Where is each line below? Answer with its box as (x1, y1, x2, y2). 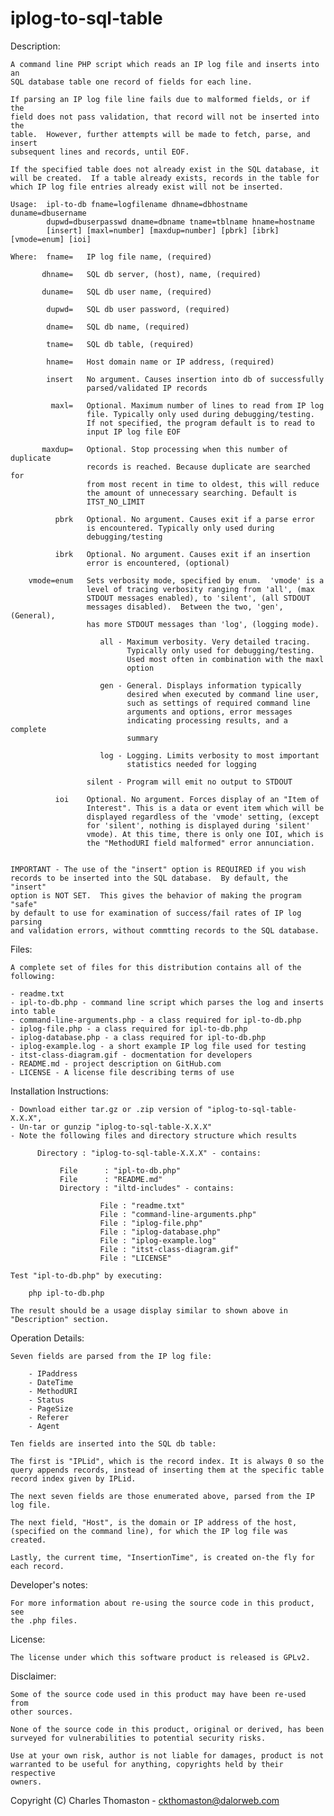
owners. (10, 1777, 43, 1787)
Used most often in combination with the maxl (126, 654, 325, 664)
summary (126, 733, 159, 743)
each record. (10, 1561, 65, 1571)
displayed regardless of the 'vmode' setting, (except (86, 812, 320, 822)
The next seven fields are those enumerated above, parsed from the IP (10, 1491, 315, 1501)
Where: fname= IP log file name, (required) (10, 252, 213, 262)
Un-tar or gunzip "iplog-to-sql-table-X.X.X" (19, 1122, 213, 1132)
